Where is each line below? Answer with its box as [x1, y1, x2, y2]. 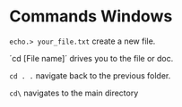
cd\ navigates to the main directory [9, 87, 139, 98]
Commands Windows [9, 6, 173, 27]
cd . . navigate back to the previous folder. [9, 70, 171, 81]
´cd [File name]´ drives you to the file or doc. [9, 53, 174, 63]
